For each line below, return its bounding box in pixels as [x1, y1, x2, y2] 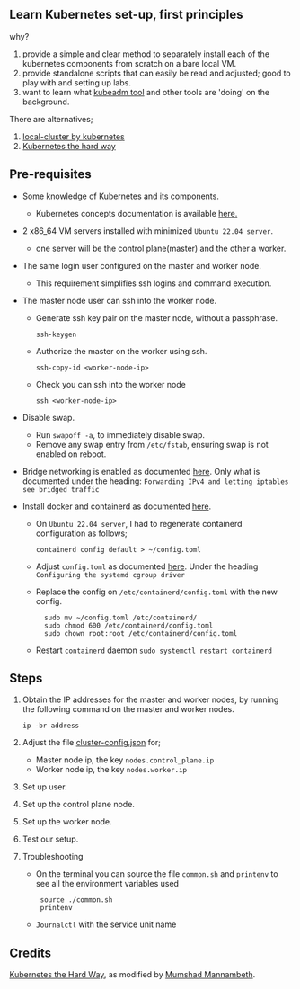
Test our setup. [22, 833, 79, 844]
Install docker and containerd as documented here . [22, 501, 212, 512]
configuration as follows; [35, 528, 128, 539]
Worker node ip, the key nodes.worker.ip [35, 764, 187, 775]
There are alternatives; [9, 113, 93, 124]
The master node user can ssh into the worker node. [22, 295, 217, 306]
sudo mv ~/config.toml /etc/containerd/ [43, 613, 198, 622]
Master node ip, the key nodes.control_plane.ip [35, 754, 215, 765]
